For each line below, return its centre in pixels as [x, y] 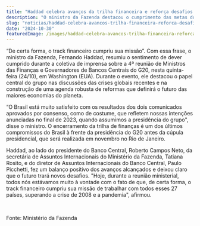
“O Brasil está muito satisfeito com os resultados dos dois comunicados [94, 107]
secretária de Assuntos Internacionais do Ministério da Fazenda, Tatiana [95, 157]
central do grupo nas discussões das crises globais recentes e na [87, 83]
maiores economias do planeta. [45, 96]
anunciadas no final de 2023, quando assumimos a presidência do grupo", [97, 120]
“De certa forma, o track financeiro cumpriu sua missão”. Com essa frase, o [99, 51]
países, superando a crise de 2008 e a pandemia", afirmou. [79, 195]
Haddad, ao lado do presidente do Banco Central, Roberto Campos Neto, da [99, 151]
